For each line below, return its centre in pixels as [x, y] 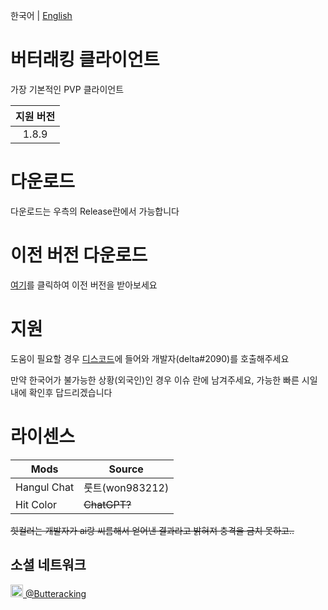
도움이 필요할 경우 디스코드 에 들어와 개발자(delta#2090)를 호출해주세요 [150, 358]
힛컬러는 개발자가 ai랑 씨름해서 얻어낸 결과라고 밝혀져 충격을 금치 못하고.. [152, 530]
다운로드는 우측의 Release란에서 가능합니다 [95, 211]
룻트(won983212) [126, 487]
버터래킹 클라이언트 [85, 60]
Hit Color [36, 504]
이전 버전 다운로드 [79, 255]
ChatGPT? [107, 504]
